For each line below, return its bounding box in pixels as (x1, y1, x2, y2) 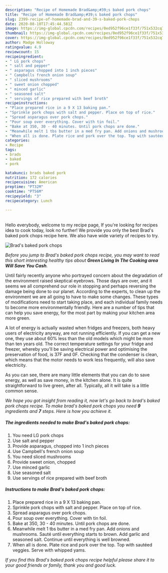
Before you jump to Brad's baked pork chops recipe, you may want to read (5, 252, 160, 258)
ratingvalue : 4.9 (5, 45, 41, 50)
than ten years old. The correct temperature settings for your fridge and (5, 341, 153, 347)
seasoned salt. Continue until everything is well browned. (12, 536, 131, 542)
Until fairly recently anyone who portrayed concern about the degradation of (5, 272, 163, 278)
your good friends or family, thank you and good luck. (5, 562, 116, 568)
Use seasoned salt (12, 470, 51, 476)
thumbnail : (5, 31, 28, 36)
